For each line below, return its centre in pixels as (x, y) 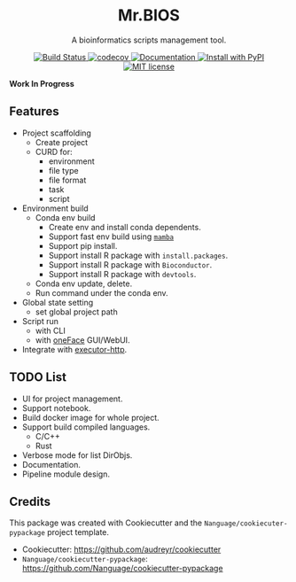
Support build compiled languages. (86, 427)
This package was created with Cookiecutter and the (106, 523)
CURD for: (54, 151)
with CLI (51, 330)
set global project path (76, 312)
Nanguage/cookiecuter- (245, 524)
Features (34, 112)
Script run (40, 321)
